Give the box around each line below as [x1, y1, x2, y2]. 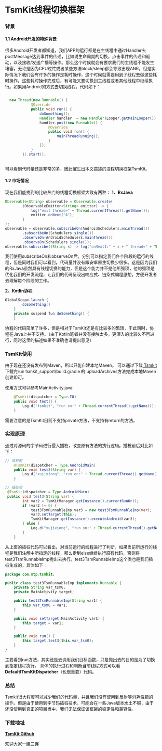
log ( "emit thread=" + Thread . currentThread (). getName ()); [30, 208, 150, 213]
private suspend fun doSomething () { [13, 311, 90, 316]
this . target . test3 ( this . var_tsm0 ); [22, 638, 94, 643]
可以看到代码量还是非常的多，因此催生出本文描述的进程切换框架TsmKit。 [5, 166, 150, 172]
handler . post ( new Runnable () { [39, 120, 103, 125]
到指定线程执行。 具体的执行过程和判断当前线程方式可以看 [5, 662, 121, 669]
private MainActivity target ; [13, 590, 75, 595]
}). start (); [22, 152, 47, 156]
